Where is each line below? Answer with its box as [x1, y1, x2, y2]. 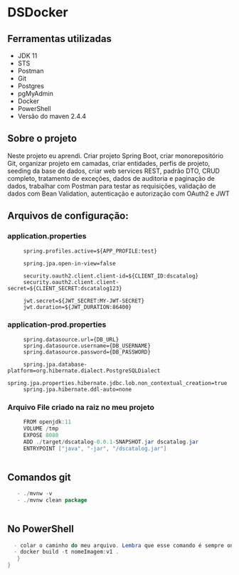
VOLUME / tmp [23, 425, 59, 432]
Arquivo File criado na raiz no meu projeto [7, 402, 155, 412]
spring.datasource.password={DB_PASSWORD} [23, 348, 152, 356]
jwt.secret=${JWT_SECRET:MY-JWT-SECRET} [23, 297, 144, 305]
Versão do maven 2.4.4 [17, 112, 87, 120]
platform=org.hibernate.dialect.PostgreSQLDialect [7, 367, 161, 374]
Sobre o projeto [7, 132, 77, 144]
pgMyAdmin [17, 90, 53, 97]
